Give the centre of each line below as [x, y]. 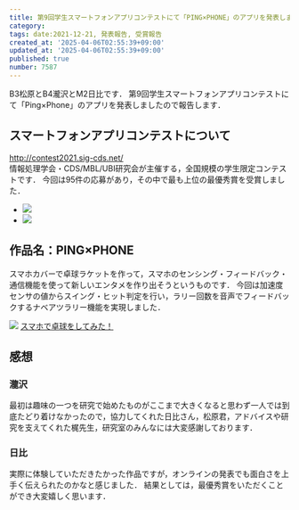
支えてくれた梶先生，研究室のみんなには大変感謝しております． [141, 428]
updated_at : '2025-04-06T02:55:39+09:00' [87, 51]
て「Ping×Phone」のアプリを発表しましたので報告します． [117, 104]
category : [28, 26]
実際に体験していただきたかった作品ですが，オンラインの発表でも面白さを [145, 474]
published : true [39, 59]
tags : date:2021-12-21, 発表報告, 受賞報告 [86, 34]
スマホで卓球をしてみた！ [67, 325]
